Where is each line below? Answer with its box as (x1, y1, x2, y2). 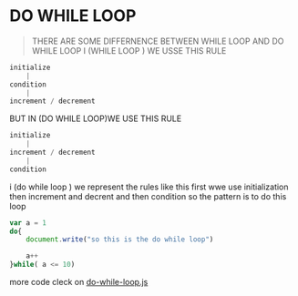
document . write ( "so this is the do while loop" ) (26, 235, 214, 244)
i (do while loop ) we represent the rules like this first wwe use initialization (9, 181, 289, 192)
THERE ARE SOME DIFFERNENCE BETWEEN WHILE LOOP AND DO (31, 36, 284, 46)
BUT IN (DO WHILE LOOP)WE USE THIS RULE (9, 113, 182, 124)
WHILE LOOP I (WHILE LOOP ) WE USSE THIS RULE (31, 45, 227, 56)
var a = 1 (9, 218, 47, 228)
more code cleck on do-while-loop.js (9, 277, 149, 288)
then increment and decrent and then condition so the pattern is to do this (9, 190, 287, 201)
